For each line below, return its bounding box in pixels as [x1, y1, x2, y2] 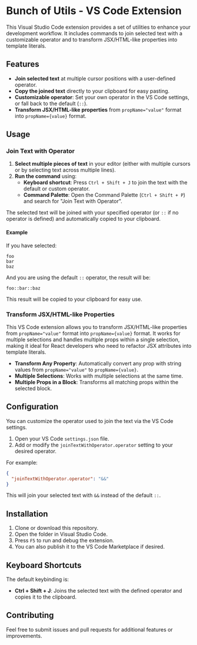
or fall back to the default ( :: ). [14, 100, 88, 107]
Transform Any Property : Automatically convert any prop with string [14, 360, 182, 367]
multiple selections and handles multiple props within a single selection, [6, 336, 180, 343]
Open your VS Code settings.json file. [14, 435, 109, 442]
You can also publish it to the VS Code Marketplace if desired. [14, 543, 165, 550]
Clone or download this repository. [14, 525, 99, 532]
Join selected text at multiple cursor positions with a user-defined [14, 75, 176, 82]
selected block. [14, 385, 52, 392]
